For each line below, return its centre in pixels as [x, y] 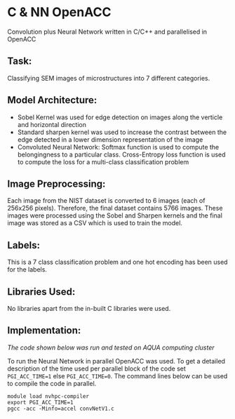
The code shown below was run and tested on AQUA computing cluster [111, 347]
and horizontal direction [52, 124]
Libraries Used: [41, 292]
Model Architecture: [52, 100]
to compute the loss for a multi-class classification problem [103, 161]
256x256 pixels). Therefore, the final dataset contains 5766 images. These [115, 208]
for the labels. [27, 270]
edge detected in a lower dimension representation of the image [110, 139]
